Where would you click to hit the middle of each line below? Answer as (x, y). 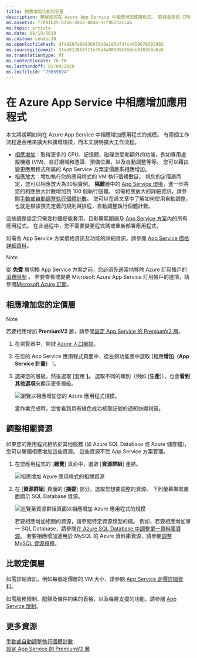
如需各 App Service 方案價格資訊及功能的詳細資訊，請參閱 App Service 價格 (98, 238)
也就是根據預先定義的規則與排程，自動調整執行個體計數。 (84, 206)
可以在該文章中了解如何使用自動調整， (145, 199)
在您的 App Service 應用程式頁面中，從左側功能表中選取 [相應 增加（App (102, 356)
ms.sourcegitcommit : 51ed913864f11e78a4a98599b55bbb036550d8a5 (85, 50)
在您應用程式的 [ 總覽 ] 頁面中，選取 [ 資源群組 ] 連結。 (78, 464)
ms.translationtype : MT (35, 55)
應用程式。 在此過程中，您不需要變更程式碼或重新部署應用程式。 (84, 226)
